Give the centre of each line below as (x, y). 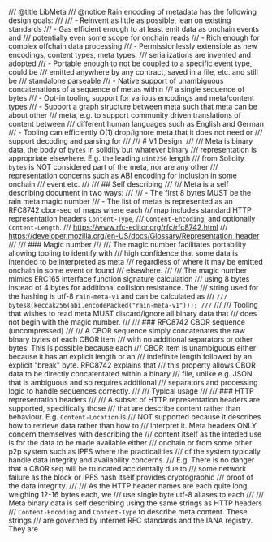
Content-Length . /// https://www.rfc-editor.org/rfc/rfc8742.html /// (118, 227)
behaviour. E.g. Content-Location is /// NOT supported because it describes (135, 417)
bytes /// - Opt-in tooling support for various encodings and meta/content (131, 98)
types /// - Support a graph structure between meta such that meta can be (133, 106)
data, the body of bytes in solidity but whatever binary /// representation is (133, 150)
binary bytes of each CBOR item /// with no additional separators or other (131, 339)
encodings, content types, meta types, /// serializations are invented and (130, 55)
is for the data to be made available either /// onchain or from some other (130, 443)
